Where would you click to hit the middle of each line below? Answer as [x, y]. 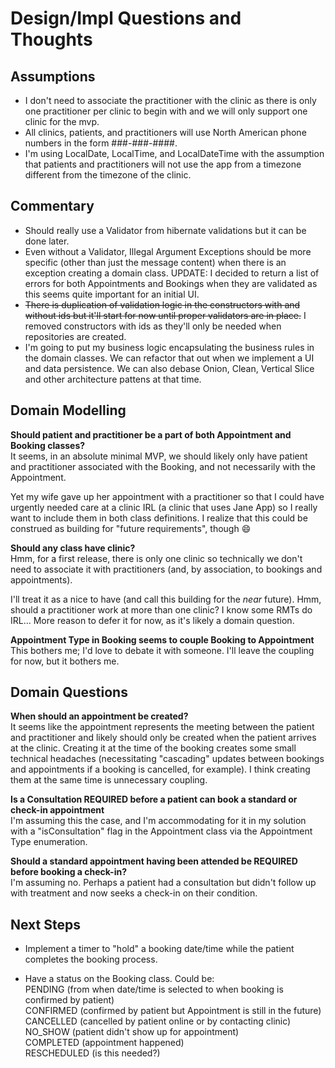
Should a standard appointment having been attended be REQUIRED [154, 861]
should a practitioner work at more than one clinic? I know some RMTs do [161, 609]
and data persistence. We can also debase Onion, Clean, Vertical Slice [169, 368]
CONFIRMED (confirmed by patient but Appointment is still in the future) [173, 1011]
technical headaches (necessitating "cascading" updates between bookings [167, 759]
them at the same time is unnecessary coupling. [109, 780]
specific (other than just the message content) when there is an [155, 262]
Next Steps [45, 924]
